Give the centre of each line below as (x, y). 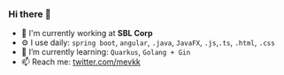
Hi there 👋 (30, 14)
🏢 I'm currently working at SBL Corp (87, 34)
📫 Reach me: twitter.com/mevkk (81, 62)
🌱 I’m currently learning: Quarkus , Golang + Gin (106, 52)
